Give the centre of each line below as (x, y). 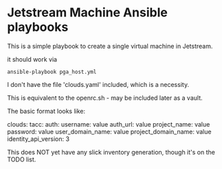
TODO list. (22, 159)
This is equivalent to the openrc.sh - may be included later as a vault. (105, 98)
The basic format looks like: (46, 111)
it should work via (32, 59)
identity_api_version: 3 (38, 139)
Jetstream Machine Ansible (88, 13)
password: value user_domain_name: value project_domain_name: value (109, 131)
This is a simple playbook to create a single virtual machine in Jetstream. (110, 46)
